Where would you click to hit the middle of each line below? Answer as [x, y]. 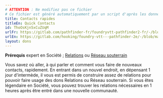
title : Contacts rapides [30, 19]
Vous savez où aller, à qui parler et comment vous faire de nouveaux [73, 64]
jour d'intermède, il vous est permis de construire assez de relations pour [78, 75]
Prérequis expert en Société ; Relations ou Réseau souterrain [66, 55]
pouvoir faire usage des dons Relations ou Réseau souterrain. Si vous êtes [79, 80]
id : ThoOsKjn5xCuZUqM [27, 28]
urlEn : [12, 37]
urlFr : [12, 32]
